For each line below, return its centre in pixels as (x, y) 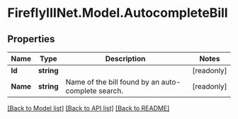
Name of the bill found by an (113, 82)
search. (111, 91)
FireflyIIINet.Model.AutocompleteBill (118, 13)
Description (125, 59)
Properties (31, 39)
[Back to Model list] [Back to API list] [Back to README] (89, 108)
